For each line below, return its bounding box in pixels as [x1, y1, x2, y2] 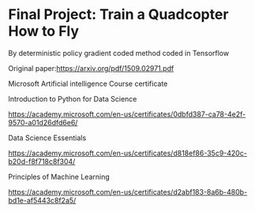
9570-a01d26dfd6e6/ [8, 117, 78, 127]
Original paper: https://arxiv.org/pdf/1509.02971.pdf [8, 63, 174, 73]
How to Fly [8, 22, 80, 40]
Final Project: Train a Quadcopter [8, 6, 229, 24]
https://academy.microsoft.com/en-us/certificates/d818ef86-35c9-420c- [8, 148, 247, 158]
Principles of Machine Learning [8, 172, 110, 181]
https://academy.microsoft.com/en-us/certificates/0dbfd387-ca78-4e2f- [8, 109, 246, 119]
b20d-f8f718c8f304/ [8, 156, 76, 166]
